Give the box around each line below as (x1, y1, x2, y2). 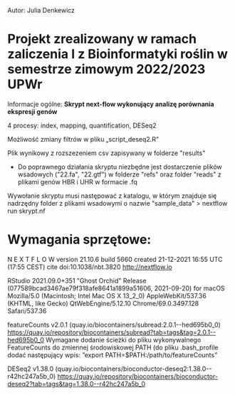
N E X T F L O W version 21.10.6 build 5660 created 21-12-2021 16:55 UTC (7, 255, 223, 263)
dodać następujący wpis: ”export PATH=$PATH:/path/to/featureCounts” (7, 350, 218, 359)
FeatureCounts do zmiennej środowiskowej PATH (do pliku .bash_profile (7, 343, 219, 352)
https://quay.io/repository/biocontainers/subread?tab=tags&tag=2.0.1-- (7, 327, 216, 337)
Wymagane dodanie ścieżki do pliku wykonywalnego (45, 335, 202, 344)
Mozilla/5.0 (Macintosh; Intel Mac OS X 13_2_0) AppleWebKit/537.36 (7, 291, 207, 300)
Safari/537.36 (7, 306, 47, 315)
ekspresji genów (7, 107, 58, 116)
